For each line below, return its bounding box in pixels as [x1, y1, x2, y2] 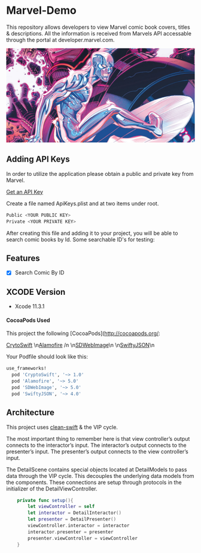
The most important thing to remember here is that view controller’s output [6, 435, 190, 442]
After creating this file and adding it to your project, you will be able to [6, 229, 178, 237]
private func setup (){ [17, 497, 74, 503]
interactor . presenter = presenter [28, 529, 114, 535]
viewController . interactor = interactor [28, 523, 130, 529]
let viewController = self [28, 504, 95, 510]
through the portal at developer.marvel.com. [6, 36, 115, 43]
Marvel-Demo [6, 4, 77, 17]
